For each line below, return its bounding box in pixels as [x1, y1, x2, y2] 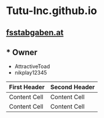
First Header [9, 83, 45, 92]
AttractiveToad [14, 63, 51, 70]
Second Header [50, 83, 95, 92]
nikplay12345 [14, 69, 47, 76]
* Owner [6, 47, 38, 57]
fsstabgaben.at [6, 28, 63, 38]
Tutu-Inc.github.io [6, 4, 98, 18]
